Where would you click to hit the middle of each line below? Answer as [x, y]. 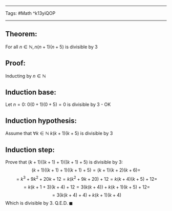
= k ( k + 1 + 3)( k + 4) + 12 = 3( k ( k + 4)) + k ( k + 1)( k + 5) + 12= [87, 187]
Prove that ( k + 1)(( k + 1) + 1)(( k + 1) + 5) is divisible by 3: [64, 162]
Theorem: [21, 34]
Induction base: [31, 92]
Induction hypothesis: [41, 121]
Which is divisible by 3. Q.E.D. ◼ [39, 203]
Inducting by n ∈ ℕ [26, 76]
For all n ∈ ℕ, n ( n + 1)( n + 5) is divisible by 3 [52, 47]
